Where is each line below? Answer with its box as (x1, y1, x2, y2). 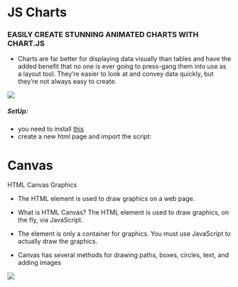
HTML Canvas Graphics (7, 180, 77, 189)
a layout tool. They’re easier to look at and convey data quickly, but (17, 70, 215, 78)
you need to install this (17, 125, 84, 134)
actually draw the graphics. (17, 237, 98, 246)
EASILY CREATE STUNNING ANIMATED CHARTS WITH (7, 30, 199, 40)
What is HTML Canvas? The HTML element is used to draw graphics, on (17, 208, 229, 217)
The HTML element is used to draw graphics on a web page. (17, 195, 195, 203)
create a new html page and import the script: (17, 132, 152, 141)
